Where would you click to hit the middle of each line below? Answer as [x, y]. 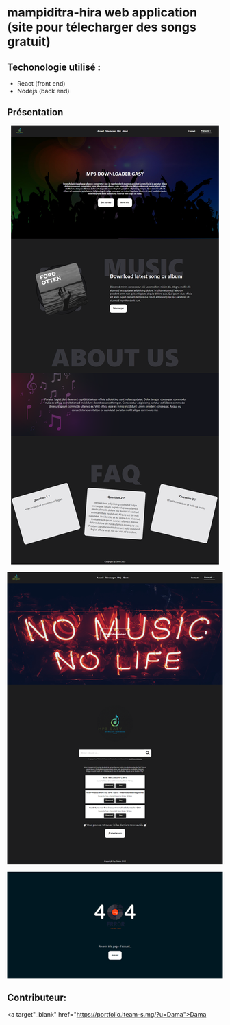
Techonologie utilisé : [54, 67]
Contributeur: [37, 998]
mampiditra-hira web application [102, 13]
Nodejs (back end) [43, 91]
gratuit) [29, 42]
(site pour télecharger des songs [102, 27]
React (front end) [41, 83]
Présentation [35, 112]
